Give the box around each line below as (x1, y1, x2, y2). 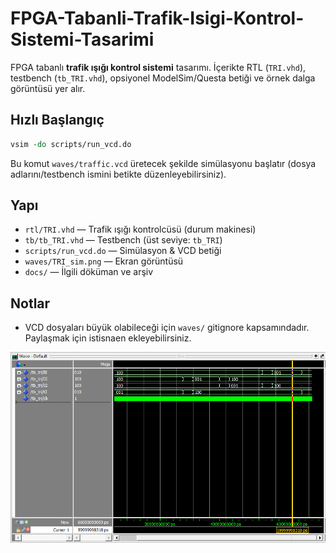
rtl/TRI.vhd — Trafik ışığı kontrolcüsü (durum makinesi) (24, 223, 257, 236)
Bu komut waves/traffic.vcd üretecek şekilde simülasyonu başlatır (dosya (10, 157, 317, 169)
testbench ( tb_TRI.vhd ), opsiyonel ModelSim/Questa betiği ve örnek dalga (10, 72, 316, 84)
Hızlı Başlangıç (10, 112, 105, 129)
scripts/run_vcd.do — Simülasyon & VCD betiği (24, 245, 222, 257)
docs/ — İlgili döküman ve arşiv (24, 266, 154, 278)
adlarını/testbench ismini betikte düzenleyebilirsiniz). (10, 168, 227, 180)
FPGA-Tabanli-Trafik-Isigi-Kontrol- (10, 7, 305, 30)
